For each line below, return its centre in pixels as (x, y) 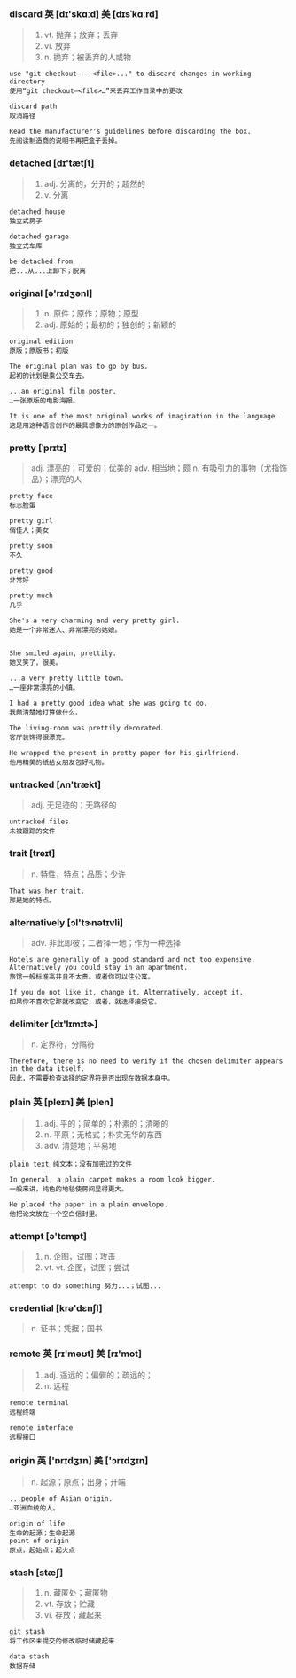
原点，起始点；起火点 (42, 1550)
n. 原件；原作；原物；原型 (91, 313)
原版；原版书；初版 (39, 351)
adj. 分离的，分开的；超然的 (95, 183)
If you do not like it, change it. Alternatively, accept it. (126, 993)
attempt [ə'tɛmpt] (48, 1236)
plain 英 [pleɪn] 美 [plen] (61, 1103)
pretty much (31, 596)
